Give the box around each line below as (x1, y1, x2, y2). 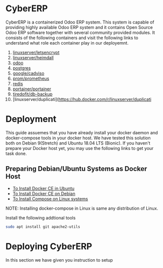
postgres (12, 65, 31, 71)
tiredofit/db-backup (12, 91, 53, 97)
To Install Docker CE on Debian (12, 191, 75, 196)
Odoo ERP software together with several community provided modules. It (5, 29, 155, 35)
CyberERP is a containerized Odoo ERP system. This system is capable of (5, 19, 155, 25)
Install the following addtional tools (5, 215, 76, 220)
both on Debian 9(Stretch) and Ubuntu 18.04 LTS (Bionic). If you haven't (5, 140, 151, 146)
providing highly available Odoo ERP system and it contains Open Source (5, 24, 153, 30)
